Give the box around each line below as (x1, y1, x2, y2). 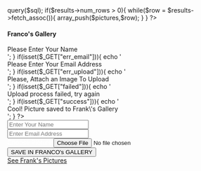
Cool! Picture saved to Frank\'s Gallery (7, 104, 118, 114)
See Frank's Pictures (7, 156, 67, 165)
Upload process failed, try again (7, 90, 100, 98)
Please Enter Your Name (7, 45, 78, 54)
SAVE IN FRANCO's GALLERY (11, 149, 93, 156)
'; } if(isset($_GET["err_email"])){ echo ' (7, 53, 122, 61)
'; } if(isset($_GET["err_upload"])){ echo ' (7, 67, 127, 76)
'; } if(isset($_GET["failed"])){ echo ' (7, 83, 111, 91)
